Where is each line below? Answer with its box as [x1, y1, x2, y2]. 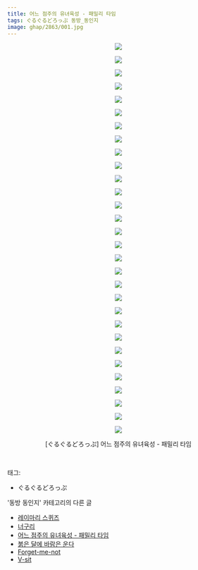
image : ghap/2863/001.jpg [7, 23, 83, 30]
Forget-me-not [17, 547, 61, 557]
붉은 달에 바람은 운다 [17, 540, 75, 548]
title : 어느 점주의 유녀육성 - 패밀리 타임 [7, 10, 116, 18]
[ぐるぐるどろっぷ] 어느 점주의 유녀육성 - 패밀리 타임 [44, 440, 192, 448]
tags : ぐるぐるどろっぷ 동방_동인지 [7, 17, 99, 24]
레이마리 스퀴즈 [17, 514, 60, 522]
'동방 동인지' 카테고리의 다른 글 [7, 498, 92, 507]
